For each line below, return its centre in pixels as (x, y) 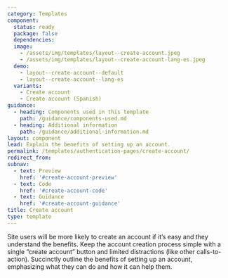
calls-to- (209, 251)
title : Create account (40, 210)
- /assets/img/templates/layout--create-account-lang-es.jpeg (113, 60)
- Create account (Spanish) (61, 99)
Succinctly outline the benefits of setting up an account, (112, 259)
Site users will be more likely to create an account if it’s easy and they (108, 236)
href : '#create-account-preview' (69, 177)
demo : (22, 66)
